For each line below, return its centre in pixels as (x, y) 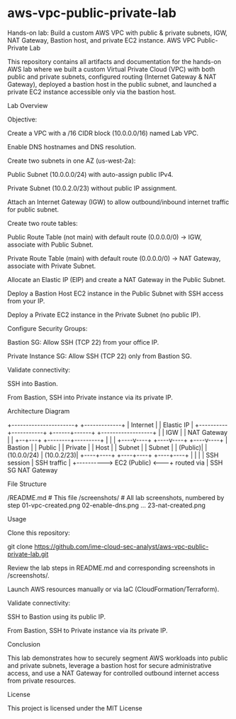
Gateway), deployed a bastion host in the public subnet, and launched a (112, 84)
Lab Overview (28, 105)
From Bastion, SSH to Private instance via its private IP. (88, 630)
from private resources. (42, 681)
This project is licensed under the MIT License (75, 708)
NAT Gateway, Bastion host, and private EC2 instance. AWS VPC (102, 40)
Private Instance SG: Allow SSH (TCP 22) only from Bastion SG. (100, 356)
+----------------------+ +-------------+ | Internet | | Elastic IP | (100, 425)
